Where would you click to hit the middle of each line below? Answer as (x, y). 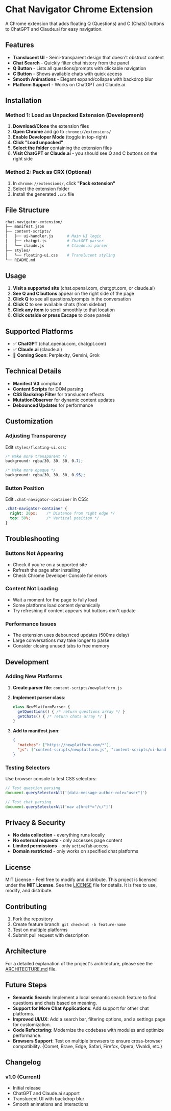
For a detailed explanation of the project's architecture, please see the (79, 963)
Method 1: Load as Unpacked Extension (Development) (75, 115)
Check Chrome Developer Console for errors (60, 575)
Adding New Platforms (34, 677)
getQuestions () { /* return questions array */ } (71, 711)
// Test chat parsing (28, 802)
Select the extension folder (41, 189)
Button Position (25, 488)
